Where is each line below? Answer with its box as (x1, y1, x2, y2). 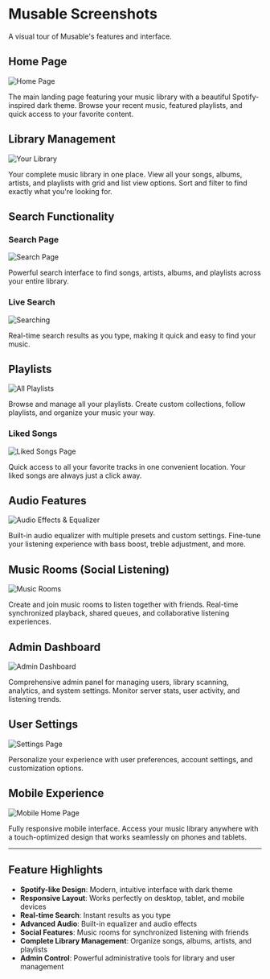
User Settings (8, 718, 79, 732)
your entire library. (8, 276, 70, 286)
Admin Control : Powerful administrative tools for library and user (19, 952, 235, 963)
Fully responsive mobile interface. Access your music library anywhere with (8, 823, 259, 833)
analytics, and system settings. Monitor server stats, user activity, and (8, 686, 240, 695)
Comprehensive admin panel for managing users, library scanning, (8, 678, 229, 687)
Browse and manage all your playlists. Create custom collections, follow (8, 400, 247, 409)
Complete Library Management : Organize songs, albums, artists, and (19, 935, 252, 945)
